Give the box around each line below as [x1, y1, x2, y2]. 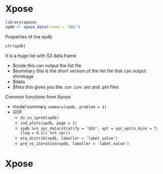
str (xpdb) [5, 43, 26, 49]
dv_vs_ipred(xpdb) [20, 115, 59, 120]
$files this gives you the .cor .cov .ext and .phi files [12, 84, 119, 90]
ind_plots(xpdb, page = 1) [20, 120, 77, 125]
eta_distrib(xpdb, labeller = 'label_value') [20, 136, 118, 141]
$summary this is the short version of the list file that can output [12, 68, 147, 74]
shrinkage [12, 73, 34, 79]
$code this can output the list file [12, 62, 82, 68]
